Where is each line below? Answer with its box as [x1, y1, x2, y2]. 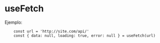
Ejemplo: [4, 19, 23, 25]
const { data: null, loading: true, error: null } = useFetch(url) [13, 33, 156, 38]
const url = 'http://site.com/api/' [13, 29, 90, 34]
